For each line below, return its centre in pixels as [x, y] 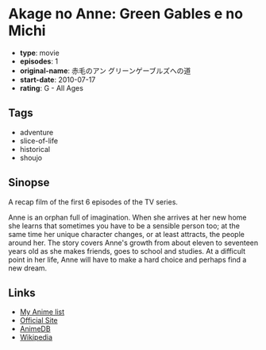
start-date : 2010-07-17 [58, 80]
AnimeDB [35, 329]
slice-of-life [39, 141]
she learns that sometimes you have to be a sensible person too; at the [124, 226]
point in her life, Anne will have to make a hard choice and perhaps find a [127, 259]
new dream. [28, 268]
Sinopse [29, 183]
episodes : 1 [39, 61]
